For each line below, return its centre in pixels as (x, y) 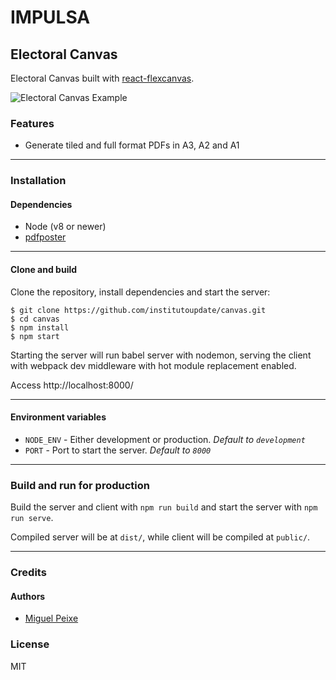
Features (32, 123)
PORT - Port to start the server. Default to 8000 (118, 450)
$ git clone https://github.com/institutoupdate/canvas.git (138, 310)
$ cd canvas (35, 319)
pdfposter (45, 237)
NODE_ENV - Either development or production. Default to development (165, 439)
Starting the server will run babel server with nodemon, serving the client (161, 355)
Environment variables (58, 417)
